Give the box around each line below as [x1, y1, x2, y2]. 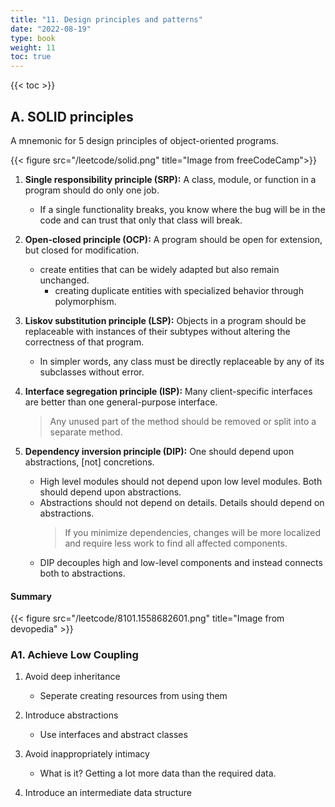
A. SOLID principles [10, 108, 134, 125]
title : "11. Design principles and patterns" [10, 14, 203, 25]
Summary [10, 590, 52, 602]
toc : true [10, 52, 52, 62]
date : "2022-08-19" [10, 24, 92, 34]
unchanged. [39, 274, 90, 286]
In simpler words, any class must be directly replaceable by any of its [39, 355, 325, 367]
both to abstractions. [39, 567, 126, 579]
